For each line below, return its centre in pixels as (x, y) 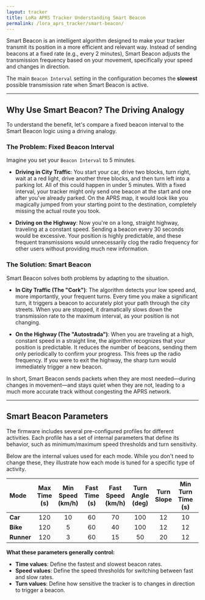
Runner (20, 537)
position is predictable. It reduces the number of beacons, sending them (106, 347)
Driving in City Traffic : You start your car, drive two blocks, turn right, (103, 172)
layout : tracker (27, 12)
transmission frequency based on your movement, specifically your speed (100, 60)
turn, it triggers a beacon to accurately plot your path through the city (103, 302)
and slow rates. (34, 577)
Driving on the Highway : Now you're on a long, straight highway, (97, 223)
